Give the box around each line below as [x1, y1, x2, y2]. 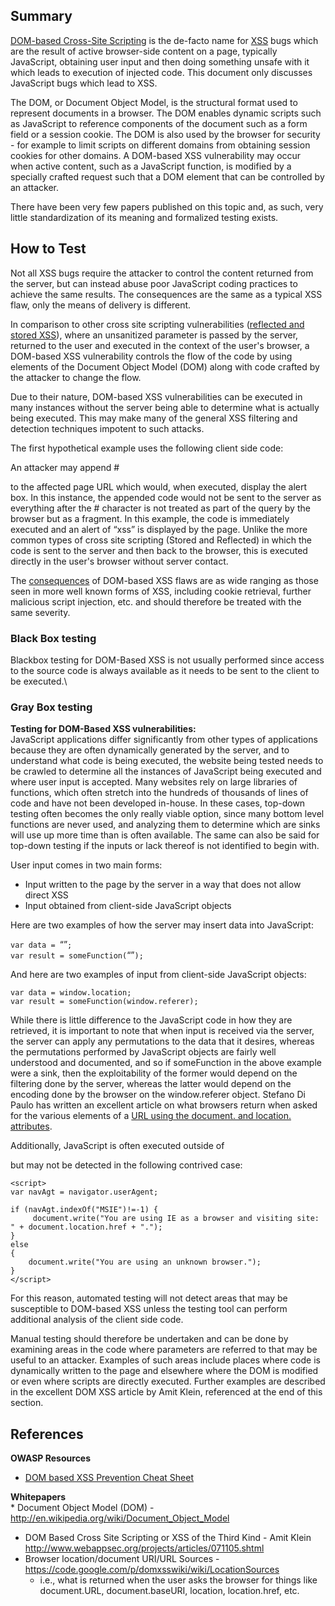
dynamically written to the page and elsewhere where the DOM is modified [10, 1365, 319, 1377]
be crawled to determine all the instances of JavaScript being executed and [10, 765, 322, 778]
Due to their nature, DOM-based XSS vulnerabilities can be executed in [10, 390, 303, 403]
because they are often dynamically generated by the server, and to [10, 744, 290, 756]
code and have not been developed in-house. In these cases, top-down [10, 797, 306, 809]
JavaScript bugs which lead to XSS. [10, 77, 158, 89]
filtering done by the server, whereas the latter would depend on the [10, 1078, 292, 1090]
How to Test [10, 240, 87, 258]
